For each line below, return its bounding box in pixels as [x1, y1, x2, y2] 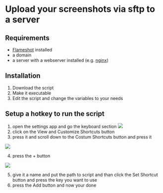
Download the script [12, 85, 54, 91]
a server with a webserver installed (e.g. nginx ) [12, 57, 109, 63]
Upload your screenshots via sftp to [5, 3, 155, 15]
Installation [5, 72, 41, 80]
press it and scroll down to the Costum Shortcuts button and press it [12, 134, 152, 140]
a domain [12, 52, 32, 58]
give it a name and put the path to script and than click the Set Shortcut [12, 172, 159, 178]
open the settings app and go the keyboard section [12, 123, 117, 129]
